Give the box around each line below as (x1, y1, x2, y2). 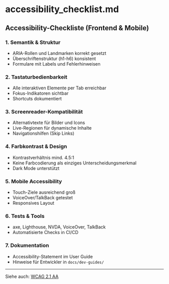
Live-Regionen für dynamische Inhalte (12, 125, 92, 131)
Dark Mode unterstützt (12, 165, 60, 171)
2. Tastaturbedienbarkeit (5, 73, 68, 80)
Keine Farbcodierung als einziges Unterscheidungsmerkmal (12, 160, 137, 166)
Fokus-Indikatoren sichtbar (12, 90, 69, 96)
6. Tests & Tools (5, 212, 45, 219)
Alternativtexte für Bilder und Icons (12, 120, 86, 126)
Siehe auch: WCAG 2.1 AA (5, 273, 59, 279)
